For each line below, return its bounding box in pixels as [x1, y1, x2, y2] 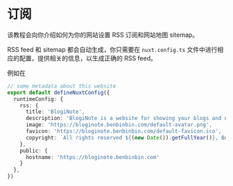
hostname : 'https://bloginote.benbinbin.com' [25, 153, 159, 160]
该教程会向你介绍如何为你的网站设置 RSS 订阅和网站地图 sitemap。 [7, 31, 199, 39]
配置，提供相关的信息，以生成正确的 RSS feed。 [19, 53, 157, 62]
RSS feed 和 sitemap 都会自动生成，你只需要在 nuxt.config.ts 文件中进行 [7, 45, 218, 53]
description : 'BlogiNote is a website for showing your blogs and [25, 115, 222, 122]
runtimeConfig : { [13, 95, 64, 103]
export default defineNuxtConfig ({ [7, 89, 110, 96]
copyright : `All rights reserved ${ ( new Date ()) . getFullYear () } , [25, 134, 218, 141]
